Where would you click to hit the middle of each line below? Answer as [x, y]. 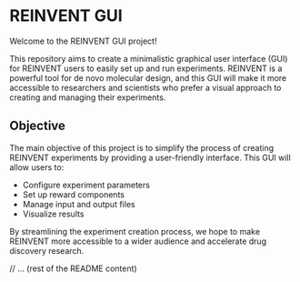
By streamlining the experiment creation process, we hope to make [135, 231]
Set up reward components [74, 194]
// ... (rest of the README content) [74, 268]
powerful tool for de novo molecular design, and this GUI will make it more [148, 77]
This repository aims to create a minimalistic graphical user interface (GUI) [149, 58]
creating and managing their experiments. [88, 97]
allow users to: [37, 167]
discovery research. [47, 250]
